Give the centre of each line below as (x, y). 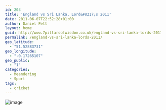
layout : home (19, 28)
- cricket (20, 88)
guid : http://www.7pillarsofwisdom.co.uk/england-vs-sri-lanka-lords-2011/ (85, 33)
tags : (11, 83)
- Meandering (23, 74)
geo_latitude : (20, 42)
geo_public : (17, 60)
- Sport (18, 79)
